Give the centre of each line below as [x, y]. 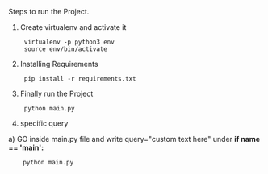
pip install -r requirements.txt [80, 79]
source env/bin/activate [65, 49]
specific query [44, 123]
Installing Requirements [59, 64]
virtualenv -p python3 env [69, 42]
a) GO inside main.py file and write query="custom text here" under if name [134, 139]
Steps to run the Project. [49, 12]
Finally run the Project [57, 93]
